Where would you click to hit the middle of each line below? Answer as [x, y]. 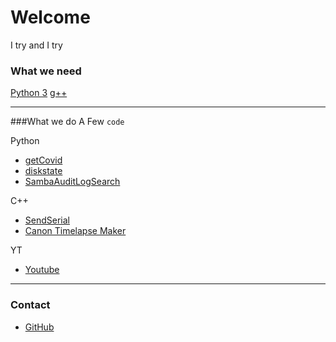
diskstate [43, 171]
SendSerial [47, 220]
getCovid [43, 160]
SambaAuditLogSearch [72, 182]
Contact [30, 305]
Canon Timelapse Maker [75, 231]
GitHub [39, 327]
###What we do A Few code [67, 122]
